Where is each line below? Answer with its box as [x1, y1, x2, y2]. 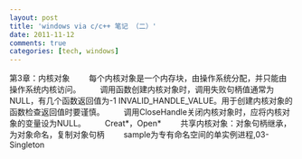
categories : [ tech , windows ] [9, 47, 119, 56]
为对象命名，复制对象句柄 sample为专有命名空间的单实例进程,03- [9, 129, 269, 140]
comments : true [9, 38, 67, 48]
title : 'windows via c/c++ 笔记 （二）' [9, 22, 156, 31]
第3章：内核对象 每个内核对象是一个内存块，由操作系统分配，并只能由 [9, 73, 288, 84]
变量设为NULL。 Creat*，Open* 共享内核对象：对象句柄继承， [24, 118, 292, 129]
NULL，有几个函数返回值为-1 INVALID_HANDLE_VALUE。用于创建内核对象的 [9, 96, 294, 107]
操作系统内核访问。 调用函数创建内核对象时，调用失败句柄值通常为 [9, 84, 274, 95]
